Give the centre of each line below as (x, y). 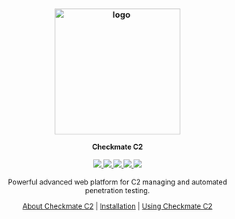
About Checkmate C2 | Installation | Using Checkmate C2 (117, 206)
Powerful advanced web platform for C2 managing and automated (117, 182)
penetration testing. (117, 191)
